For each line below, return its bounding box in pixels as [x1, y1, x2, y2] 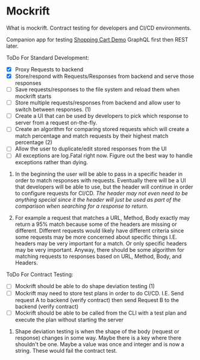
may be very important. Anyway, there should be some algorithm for [14, 246, 185, 254]
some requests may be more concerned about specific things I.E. [14, 234, 178, 241]
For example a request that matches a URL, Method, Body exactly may [14, 214, 190, 222]
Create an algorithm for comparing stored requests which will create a [14, 126, 189, 133]
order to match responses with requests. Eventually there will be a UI [14, 177, 186, 184]
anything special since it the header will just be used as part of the [14, 196, 181, 204]
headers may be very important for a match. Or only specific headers [14, 240, 187, 247]
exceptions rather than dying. [14, 159, 89, 166]
